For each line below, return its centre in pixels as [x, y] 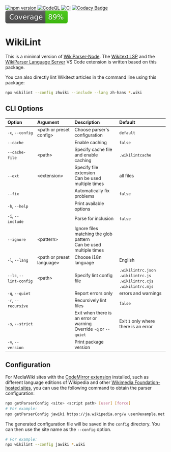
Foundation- [147, 382]
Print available [89, 203]
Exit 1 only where [137, 321]
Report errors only [94, 293]
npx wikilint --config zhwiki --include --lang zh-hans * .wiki [74, 93]
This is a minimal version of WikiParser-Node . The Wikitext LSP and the [80, 56]
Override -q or [89, 329]
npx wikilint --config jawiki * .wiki [45, 445]
